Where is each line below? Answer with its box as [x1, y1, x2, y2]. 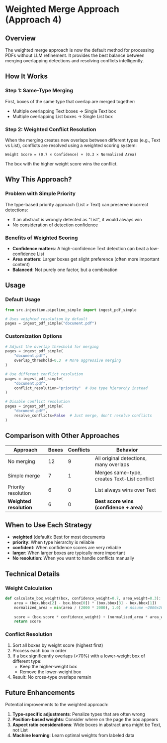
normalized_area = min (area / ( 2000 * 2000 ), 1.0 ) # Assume [14, 605, 143, 610]
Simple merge [7, 472, 40, 479]
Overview [5, 34, 36, 42]
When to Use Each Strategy [5, 521, 92, 529]
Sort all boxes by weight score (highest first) [12, 642, 103, 648]
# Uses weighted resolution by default [5, 316, 88, 321]
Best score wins [94, 497, 134, 504]
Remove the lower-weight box [19, 669, 82, 675]
